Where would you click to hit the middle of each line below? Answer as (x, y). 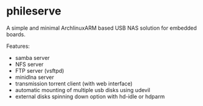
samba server (32, 58)
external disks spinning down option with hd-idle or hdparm (90, 96)
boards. (16, 34)
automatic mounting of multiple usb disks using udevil (83, 90)
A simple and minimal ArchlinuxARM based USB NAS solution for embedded (102, 28)
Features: (18, 46)
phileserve (34, 11)
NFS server (29, 64)
